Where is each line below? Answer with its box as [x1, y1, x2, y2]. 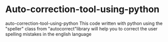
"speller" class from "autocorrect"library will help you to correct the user [5, 25, 158, 31]
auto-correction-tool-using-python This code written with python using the [5, 20, 163, 26]
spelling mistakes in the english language [5, 31, 92, 37]
